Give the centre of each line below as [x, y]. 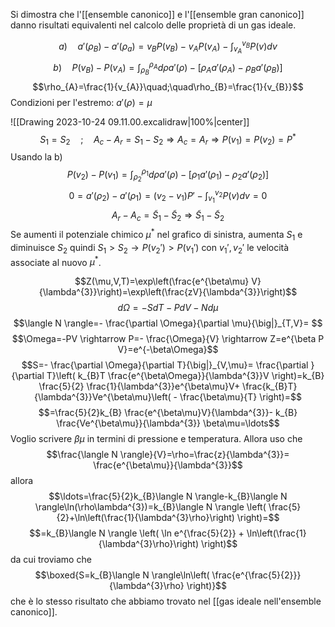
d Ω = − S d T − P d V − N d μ [168, 308]
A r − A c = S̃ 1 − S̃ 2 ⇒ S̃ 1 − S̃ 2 [168, 216]
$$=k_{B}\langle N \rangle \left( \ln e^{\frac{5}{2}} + [137, 533]
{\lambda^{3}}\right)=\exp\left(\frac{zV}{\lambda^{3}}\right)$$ [168, 292]
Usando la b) [36, 157]
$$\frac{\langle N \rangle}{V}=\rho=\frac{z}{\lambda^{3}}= [168, 455]
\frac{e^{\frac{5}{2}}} [256, 575]
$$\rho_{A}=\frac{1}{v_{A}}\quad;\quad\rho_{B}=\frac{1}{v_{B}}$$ [168, 86]
